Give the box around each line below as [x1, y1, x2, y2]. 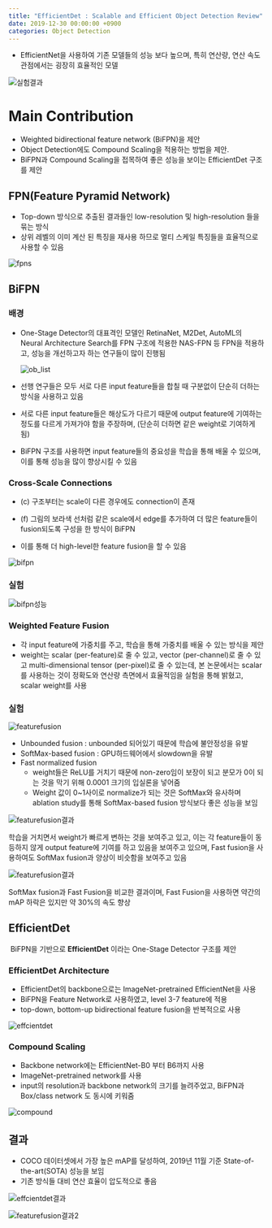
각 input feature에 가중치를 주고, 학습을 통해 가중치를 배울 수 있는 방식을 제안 [19, 640, 264, 649]
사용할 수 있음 [19, 242, 64, 252]
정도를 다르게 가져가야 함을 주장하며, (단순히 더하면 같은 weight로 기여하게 [19, 419, 256, 428]
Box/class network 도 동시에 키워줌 [19, 1091, 135, 1101]
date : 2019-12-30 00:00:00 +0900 [8, 20, 122, 28]
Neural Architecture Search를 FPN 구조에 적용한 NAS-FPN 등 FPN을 [19, 338, 244, 348]
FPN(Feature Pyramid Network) [8, 189, 171, 203]
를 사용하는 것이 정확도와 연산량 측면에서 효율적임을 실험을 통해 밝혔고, [19, 670, 244, 679]
